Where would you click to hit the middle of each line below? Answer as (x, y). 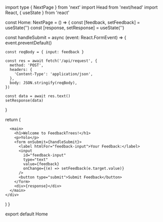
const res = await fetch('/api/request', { (51, 61)
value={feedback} (41, 164)
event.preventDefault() (29, 43)
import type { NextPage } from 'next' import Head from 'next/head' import (81, 7)
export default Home (27, 214)
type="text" (36, 160)
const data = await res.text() (38, 96)
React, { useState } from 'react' (37, 13)
